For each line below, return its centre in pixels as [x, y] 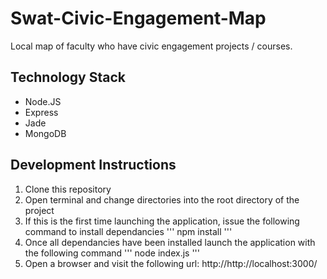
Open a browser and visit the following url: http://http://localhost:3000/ [171, 263]
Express [41, 112]
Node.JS [43, 101]
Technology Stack [68, 77]
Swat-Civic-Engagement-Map [138, 18]
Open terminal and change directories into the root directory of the [162, 199]
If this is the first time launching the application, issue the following [162, 221]
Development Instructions [93, 165]
